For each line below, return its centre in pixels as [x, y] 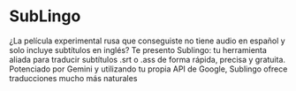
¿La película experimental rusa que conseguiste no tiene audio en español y [147, 41]
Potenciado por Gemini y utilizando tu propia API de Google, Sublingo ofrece [148, 69]
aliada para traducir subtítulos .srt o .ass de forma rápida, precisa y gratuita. [147, 59]
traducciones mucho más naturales [73, 78]
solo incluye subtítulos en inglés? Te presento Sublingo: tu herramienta [138, 49]
